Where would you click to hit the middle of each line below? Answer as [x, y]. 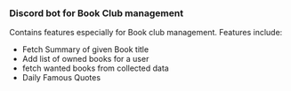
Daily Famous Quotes [61, 78]
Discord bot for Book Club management [97, 13]
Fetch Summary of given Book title [85, 49]
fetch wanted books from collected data [95, 68]
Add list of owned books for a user [85, 59]
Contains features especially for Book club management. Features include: [146, 33]
